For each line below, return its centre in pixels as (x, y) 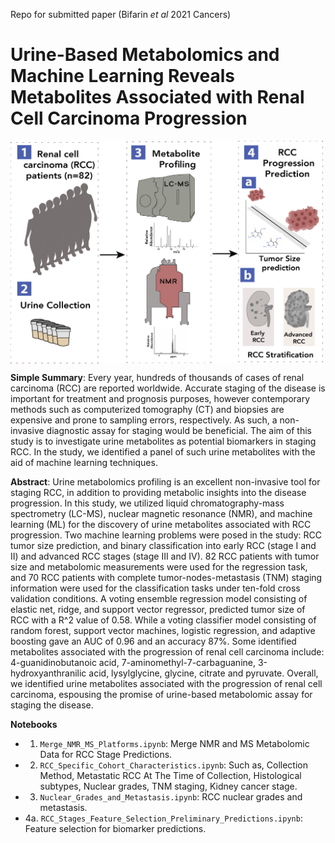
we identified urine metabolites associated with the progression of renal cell (166, 683)
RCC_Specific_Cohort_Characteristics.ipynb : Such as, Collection (173, 765)
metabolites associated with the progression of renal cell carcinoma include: (167, 651)
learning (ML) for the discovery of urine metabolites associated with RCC (161, 524)
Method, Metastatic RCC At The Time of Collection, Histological (170, 775)
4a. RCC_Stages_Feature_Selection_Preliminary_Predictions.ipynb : (163, 818)
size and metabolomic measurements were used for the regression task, (159, 566)
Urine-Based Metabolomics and (145, 55)
